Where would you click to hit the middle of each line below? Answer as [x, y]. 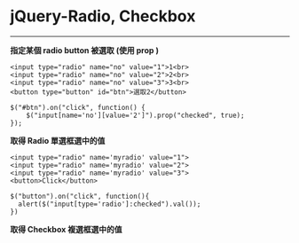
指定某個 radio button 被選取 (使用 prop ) [84, 50]
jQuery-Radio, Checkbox [103, 16]
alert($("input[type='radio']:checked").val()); [110, 204]
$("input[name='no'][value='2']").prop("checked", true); [135, 115]
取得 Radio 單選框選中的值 [58, 140]
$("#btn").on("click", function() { [78, 107]
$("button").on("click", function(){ [80, 196]
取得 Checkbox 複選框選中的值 [66, 229]
